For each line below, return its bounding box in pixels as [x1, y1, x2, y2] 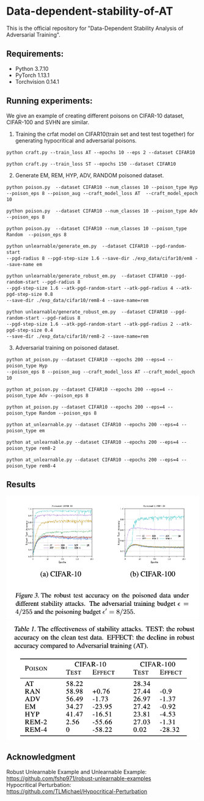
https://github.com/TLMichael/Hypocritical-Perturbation [6, 788, 148, 795]
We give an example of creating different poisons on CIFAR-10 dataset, [6, 112, 184, 119]
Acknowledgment [6, 752, 76, 762]
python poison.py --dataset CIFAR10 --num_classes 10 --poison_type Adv [6, 208, 199, 214]
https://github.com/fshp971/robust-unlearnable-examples [6, 775, 151, 782]
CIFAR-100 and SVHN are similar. [6, 118, 90, 126]
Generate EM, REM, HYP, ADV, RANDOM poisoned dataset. [15, 171, 164, 179]
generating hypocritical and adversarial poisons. [15, 136, 137, 144]
